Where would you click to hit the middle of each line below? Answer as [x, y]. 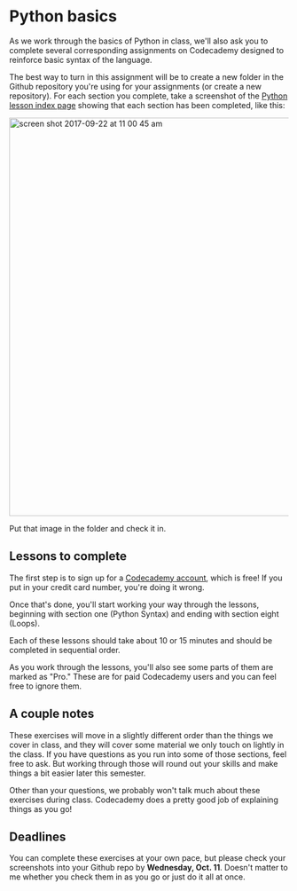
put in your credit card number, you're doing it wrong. [107, 587]
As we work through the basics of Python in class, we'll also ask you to [139, 41]
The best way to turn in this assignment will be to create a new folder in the [146, 76]
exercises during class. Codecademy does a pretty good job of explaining [144, 800]
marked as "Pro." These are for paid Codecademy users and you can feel [143, 676]
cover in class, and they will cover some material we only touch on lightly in [147, 745]
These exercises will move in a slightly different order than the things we [141, 735]
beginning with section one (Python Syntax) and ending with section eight [144, 613]
